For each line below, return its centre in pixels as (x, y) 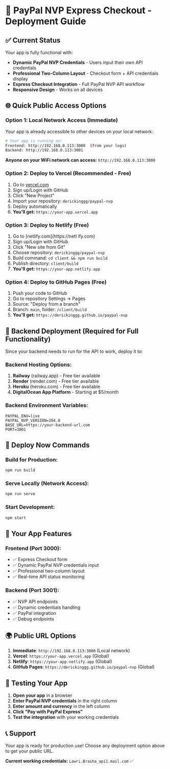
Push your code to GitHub (40, 293)
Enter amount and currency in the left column (61, 707)
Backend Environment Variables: (47, 405)
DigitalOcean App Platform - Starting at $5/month (66, 392)
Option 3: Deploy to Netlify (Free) (47, 225)
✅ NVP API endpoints (35, 602)
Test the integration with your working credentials (66, 717)
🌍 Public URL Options (41, 636)
